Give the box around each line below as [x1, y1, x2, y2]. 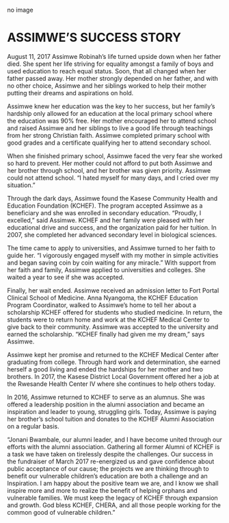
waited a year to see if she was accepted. [7, 273, 124, 281]
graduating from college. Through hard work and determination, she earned [7, 358, 221, 366]
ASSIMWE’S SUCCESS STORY [7, 30, 181, 45]
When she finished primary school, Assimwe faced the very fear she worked [7, 151, 223, 160]
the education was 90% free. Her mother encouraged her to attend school [7, 117, 217, 125]
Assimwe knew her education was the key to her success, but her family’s [7, 102, 215, 110]
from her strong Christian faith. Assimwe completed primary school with [7, 131, 211, 139]
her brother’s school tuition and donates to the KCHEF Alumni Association [7, 415, 215, 423]
